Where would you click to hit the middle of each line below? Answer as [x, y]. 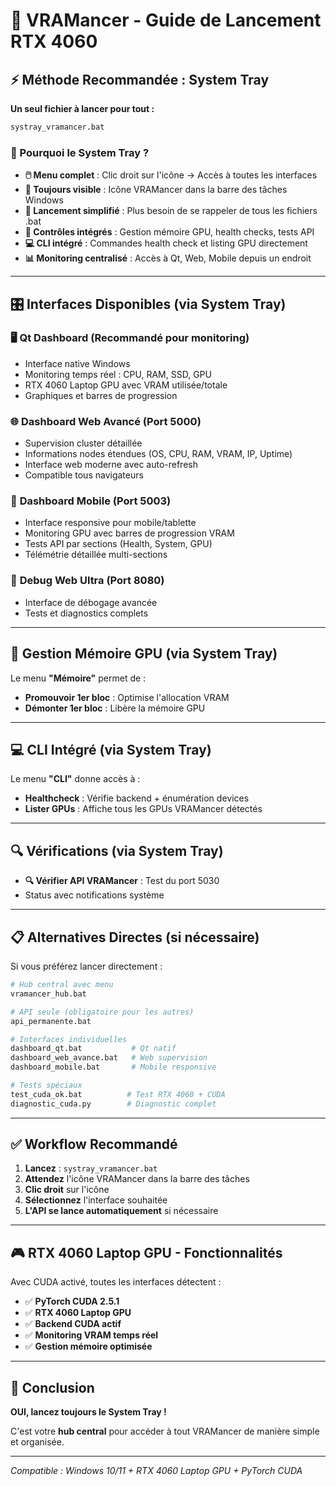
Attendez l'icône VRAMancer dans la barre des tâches [137, 1179]
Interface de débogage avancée [91, 602]
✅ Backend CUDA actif [73, 1324]
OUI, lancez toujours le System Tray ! [88, 1412]
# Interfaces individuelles [69, 1039]
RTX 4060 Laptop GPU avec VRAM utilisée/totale [126, 385]
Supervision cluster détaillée [83, 443]
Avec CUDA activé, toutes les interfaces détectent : [116, 1282]
